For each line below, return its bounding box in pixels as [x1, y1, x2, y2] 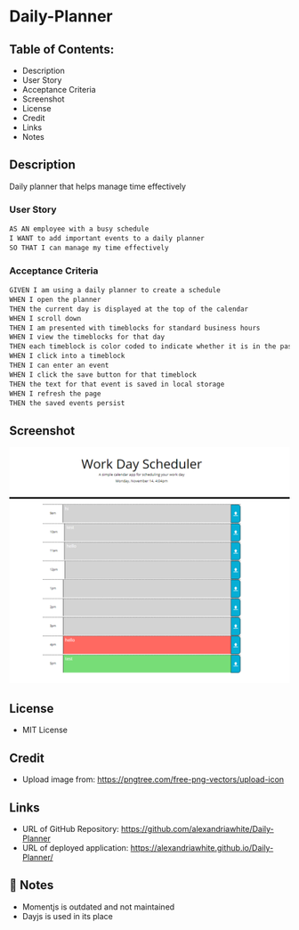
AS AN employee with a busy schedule [9, 224, 149, 233]
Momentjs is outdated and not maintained [21, 901, 175, 912]
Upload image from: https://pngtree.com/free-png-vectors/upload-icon [21, 774, 285, 785]
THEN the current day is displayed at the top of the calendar [9, 305, 249, 314]
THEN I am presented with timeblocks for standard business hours [9, 323, 261, 332]
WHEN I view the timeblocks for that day [9, 332, 166, 342]
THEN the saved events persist [9, 398, 125, 407]
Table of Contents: [9, 42, 115, 57]
